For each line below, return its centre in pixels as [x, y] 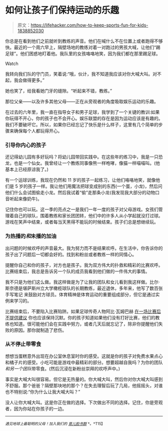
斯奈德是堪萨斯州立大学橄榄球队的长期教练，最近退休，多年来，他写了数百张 [84, 288]
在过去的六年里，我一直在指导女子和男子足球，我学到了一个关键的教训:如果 [82, 112]
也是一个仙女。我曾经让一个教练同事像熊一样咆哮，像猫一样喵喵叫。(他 [87, 163]
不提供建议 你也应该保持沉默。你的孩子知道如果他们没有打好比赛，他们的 [80, 317]
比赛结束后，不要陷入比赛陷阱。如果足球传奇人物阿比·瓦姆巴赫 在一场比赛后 [83, 311]
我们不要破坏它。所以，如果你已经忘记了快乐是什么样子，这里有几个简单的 [82, 124]
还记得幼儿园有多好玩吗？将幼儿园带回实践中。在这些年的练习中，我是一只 [82, 157]
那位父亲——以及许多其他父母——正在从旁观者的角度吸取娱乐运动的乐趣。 [82, 101]
